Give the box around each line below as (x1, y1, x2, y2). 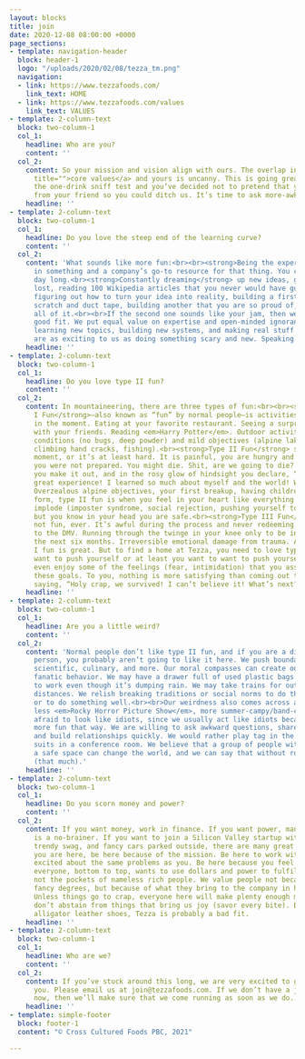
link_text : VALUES (25, 106, 95, 115)
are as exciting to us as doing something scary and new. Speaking (33, 335, 295, 344)
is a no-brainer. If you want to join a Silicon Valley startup (33, 833, 282, 842)
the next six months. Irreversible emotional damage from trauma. (33, 537, 290, 546)
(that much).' (33, 756, 88, 766)
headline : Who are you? (25, 140, 116, 149)
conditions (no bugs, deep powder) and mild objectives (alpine (33, 435, 282, 445)
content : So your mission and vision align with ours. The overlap (25, 165, 286, 175)
